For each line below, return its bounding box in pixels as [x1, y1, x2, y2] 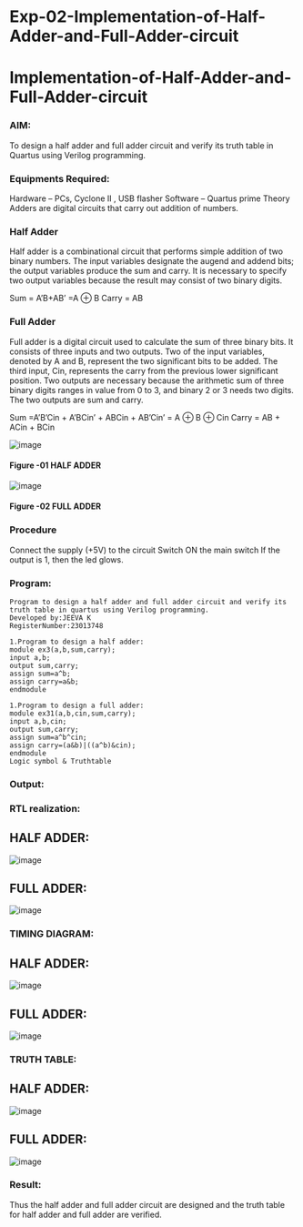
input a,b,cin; [9, 716, 67, 725]
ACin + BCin [9, 421, 56, 432]
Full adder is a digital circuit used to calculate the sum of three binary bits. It [9, 336, 294, 347]
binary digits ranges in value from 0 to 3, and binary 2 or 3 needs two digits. [9, 384, 294, 395]
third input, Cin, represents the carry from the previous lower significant [9, 365, 279, 376]
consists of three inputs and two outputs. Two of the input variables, [9, 346, 266, 357]
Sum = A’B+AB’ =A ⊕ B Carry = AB [9, 293, 144, 304]
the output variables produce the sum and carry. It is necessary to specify [9, 266, 288, 277]
